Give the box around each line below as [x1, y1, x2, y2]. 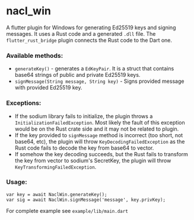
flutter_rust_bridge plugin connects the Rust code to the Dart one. [6, 36, 173, 44]
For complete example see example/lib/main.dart [6, 207, 129, 214]
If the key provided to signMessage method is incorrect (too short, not [14, 131, 183, 138]
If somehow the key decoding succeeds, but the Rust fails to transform [14, 150, 189, 157]
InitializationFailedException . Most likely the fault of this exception [14, 119, 185, 126]
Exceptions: [6, 99, 42, 107]
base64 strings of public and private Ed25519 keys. [14, 72, 141, 79]
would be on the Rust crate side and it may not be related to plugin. [14, 125, 179, 132]
